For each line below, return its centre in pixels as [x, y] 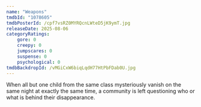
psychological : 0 [39, 62]
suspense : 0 [32, 57]
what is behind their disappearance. [51, 97]
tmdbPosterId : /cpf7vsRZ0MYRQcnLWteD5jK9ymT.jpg [68, 23]
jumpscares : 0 [35, 51]
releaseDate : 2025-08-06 [37, 29]
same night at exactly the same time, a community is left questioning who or [100, 91]
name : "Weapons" [26, 12]
